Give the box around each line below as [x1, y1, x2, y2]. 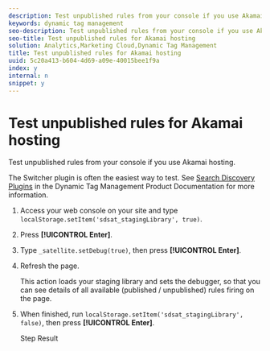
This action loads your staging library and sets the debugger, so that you [19, 277, 261, 287]
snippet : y [8, 79, 45, 87]
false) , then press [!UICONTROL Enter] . [19, 318, 155, 328]
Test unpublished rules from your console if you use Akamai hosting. [8, 158, 235, 167]
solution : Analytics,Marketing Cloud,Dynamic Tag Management [8, 42, 218, 50]
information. [8, 190, 49, 200]
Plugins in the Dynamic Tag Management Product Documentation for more [8, 182, 255, 192]
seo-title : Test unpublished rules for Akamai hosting [8, 34, 196, 43]
